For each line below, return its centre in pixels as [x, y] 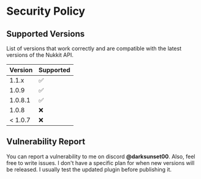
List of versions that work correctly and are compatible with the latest [94, 48]
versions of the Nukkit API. [40, 55]
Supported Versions [45, 34]
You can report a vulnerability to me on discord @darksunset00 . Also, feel [101, 156]
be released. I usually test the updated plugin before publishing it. [89, 169]
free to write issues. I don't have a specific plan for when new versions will [100, 163]
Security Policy [46, 11]
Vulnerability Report [46, 142]
